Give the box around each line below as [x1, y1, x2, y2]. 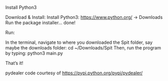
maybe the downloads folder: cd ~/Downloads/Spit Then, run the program [5, 45, 161, 50]
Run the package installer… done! [5, 20, 76, 25]
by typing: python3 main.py [5, 50, 63, 56]
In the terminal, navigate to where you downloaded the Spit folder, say [5, 39, 153, 45]
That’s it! [5, 60, 23, 66]
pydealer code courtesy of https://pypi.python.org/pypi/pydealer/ [5, 70, 143, 76]
